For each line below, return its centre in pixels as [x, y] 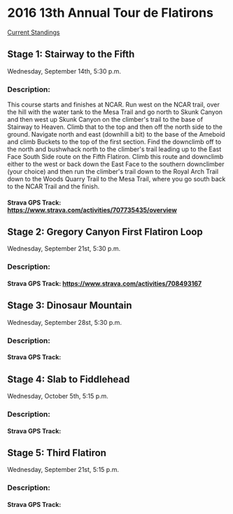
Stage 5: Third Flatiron [57, 453]
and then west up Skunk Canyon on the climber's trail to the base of [105, 120]
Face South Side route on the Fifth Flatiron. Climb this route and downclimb [115, 157]
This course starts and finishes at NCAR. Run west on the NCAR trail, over [114, 105]
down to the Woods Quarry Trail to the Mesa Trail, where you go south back [116, 179]
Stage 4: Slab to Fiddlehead [69, 379]
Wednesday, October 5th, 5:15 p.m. [58, 396]
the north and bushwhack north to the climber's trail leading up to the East [114, 149]
